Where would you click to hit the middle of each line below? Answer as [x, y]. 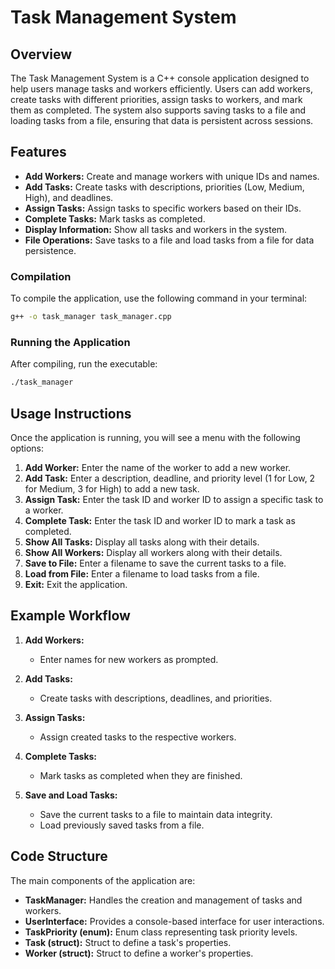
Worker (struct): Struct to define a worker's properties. [139, 953]
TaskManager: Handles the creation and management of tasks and [163, 900]
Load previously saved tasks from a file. [122, 825]
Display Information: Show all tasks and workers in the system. [156, 229]
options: [27, 448]
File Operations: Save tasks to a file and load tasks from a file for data [169, 240]
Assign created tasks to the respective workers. [138, 737]
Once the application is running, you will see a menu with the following [155, 437]
